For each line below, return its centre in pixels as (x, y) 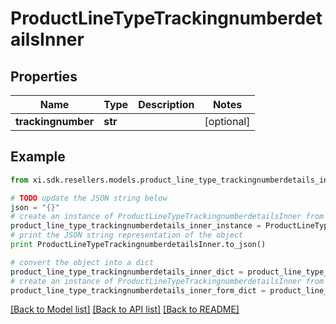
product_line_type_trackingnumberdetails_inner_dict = (127, 272)
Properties (44, 76)
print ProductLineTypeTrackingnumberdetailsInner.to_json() (138, 245)
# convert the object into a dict (82, 262)
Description (166, 104)
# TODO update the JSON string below (89, 198)
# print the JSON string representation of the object (127, 235)
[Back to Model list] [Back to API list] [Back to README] (125, 309)
